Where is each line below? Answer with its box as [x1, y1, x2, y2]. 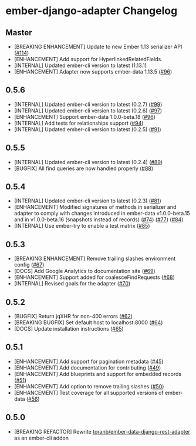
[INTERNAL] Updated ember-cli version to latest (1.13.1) [13, 62, 147, 69]
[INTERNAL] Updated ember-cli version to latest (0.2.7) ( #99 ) [13, 101, 163, 108]
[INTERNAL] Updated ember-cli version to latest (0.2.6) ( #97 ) [13, 107, 163, 114]
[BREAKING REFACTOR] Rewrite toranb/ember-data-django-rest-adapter [13, 428, 191, 435]
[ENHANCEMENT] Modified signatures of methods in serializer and [13, 204, 177, 211]
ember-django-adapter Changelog [5, 4, 178, 18]
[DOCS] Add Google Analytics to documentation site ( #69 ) [13, 268, 156, 275]
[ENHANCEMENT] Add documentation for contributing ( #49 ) [13, 364, 161, 371]
